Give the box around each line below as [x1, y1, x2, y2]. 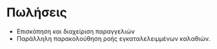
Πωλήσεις [6, 5, 67, 20]
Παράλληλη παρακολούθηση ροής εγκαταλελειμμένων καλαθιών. [16, 34, 211, 42]
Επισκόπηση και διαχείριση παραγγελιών [16, 27, 135, 35]
